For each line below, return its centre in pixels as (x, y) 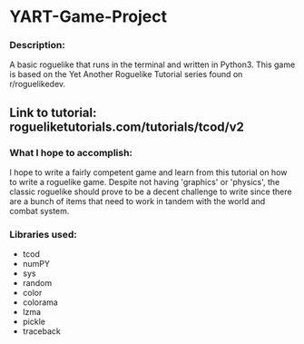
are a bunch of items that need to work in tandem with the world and (137, 201)
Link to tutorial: (53, 112)
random (37, 283)
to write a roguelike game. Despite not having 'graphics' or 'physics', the (145, 182)
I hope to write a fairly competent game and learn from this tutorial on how (148, 172)
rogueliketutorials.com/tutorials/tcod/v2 (127, 127)
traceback (41, 331)
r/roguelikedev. (38, 84)
